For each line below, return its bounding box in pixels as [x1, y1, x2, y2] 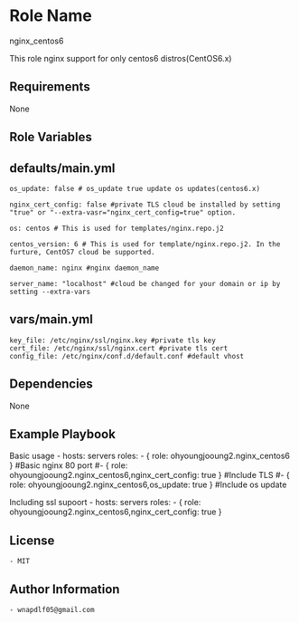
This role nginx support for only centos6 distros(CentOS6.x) [9, 53, 232, 63]
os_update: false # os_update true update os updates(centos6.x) [9, 184, 260, 193]
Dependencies [9, 377, 93, 392]
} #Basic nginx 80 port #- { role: [9, 460, 128, 471]
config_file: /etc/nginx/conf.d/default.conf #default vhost [9, 351, 245, 360]
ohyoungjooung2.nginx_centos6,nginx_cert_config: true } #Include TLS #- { [9, 470, 291, 481]
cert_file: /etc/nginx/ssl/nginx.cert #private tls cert [9, 343, 229, 353]
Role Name [9, 5, 92, 26]
